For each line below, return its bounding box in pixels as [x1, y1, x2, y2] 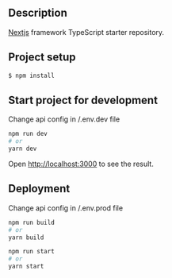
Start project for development [8, 93, 159, 106]
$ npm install [8, 71, 55, 79]
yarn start [8, 262, 44, 271]
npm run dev [8, 130, 48, 138]
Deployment [8, 182, 71, 195]
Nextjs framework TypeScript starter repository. [8, 27, 165, 37]
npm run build [8, 218, 55, 226]
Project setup [8, 51, 77, 64]
